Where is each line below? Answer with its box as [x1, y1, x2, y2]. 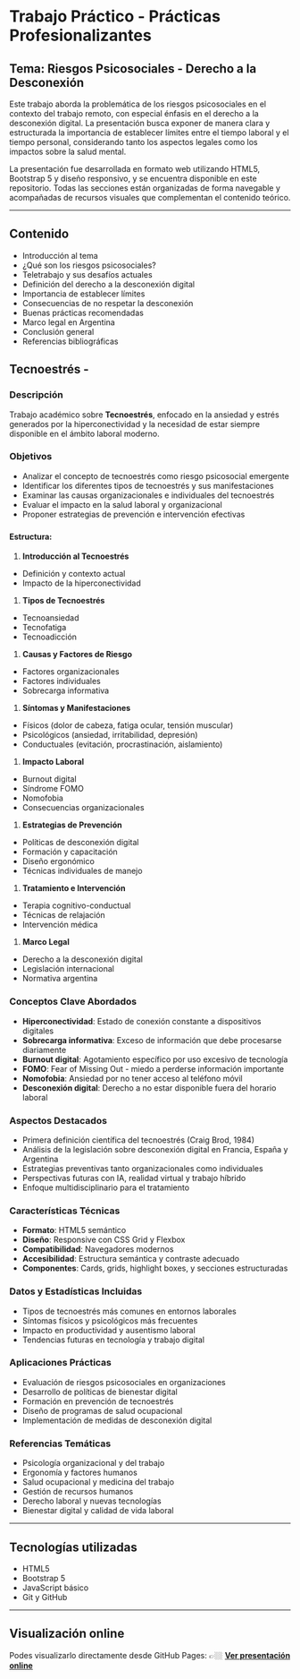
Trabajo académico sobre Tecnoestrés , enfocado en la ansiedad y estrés [9, 409, 279, 420]
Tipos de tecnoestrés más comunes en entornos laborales [21, 1306, 237, 1316]
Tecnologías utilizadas [9, 1539, 137, 1555]
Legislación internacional [21, 964, 114, 974]
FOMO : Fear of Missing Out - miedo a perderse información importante [21, 1063, 284, 1074]
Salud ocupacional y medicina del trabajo [21, 1477, 175, 1487]
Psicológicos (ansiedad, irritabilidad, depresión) [21, 730, 198, 741]
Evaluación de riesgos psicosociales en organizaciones [21, 1376, 226, 1387]
